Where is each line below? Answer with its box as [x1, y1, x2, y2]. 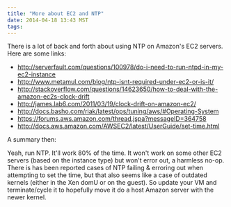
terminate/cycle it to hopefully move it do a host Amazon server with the [7, 185, 214, 194]
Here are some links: [7, 49, 67, 58]
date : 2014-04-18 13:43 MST [7, 17, 89, 24]
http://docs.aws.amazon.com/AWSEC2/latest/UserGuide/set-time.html [17, 122, 220, 131]
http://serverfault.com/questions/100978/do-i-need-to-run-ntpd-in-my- [17, 63, 224, 72]
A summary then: [7, 135, 57, 144]
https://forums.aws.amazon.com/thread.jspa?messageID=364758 [17, 115, 207, 123]
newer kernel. [7, 193, 47, 201]
